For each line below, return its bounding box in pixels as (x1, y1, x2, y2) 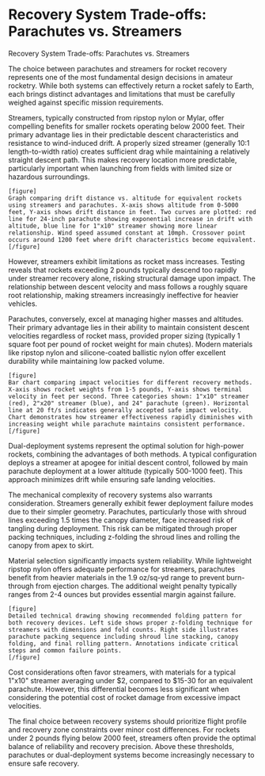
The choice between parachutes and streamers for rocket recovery (8, 63, 228, 73)
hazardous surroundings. (8, 172, 90, 182)
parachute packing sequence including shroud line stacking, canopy (8, 633, 239, 640)
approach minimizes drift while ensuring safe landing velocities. (8, 474, 216, 484)
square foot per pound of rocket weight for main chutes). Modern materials (8, 339, 253, 349)
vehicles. (8, 299, 38, 308)
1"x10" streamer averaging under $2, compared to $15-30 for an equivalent (8, 675, 253, 685)
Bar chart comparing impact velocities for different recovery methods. (8, 378, 253, 386)
